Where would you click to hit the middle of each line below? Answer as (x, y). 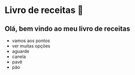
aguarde (20, 51)
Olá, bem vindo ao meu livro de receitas (67, 29)
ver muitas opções (31, 46)
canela (19, 56)
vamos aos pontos (31, 40)
